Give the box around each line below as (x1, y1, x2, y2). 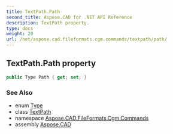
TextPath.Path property (6, 58, 96, 68)
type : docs (6, 25, 34, 32)
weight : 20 (6, 31, 34, 37)
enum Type (14, 102, 43, 109)
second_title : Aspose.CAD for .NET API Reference (6, 14, 133, 20)
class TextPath (14, 108, 51, 115)
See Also (6, 88, 33, 96)
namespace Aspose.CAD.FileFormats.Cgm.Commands (14, 114, 149, 121)
